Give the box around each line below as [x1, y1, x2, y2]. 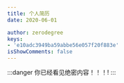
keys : [7, 35, 23, 42]
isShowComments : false [7, 48, 73, 55]
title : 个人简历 [7, 10, 50, 17]
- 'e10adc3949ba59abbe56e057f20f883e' [7, 42, 119, 49]
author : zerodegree [7, 29, 64, 36]
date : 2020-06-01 [7, 17, 57, 24]
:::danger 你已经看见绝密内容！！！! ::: [7, 68, 116, 76]
